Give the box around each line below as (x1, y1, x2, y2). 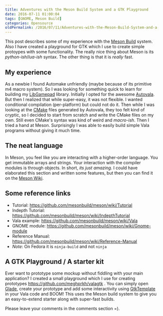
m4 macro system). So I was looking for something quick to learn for (5, 86, 142, 92)
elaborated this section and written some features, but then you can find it (5, 170, 153, 176)
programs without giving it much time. (5, 127, 81, 133)
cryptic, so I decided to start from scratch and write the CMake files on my (5, 112, 154, 118)
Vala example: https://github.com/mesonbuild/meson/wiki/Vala (12, 217, 138, 224)
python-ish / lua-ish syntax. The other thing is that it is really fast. (5, 54, 133, 60)
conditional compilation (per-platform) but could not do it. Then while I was (5, 102, 155, 107)
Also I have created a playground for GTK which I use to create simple (5, 44, 145, 50)
